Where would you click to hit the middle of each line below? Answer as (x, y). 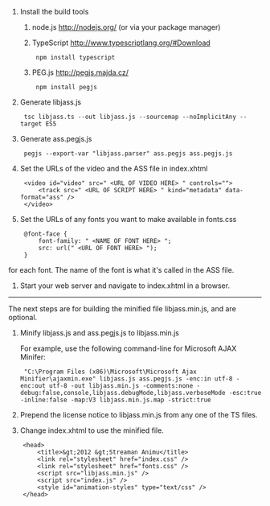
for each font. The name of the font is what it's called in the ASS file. (121, 270)
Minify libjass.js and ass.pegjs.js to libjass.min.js (99, 333)
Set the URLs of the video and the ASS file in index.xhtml (114, 169)
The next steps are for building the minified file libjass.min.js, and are (123, 309)
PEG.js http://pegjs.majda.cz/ (80, 72)
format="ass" (42, 197)
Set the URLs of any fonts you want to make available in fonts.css (128, 219)
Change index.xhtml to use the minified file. (92, 430)
